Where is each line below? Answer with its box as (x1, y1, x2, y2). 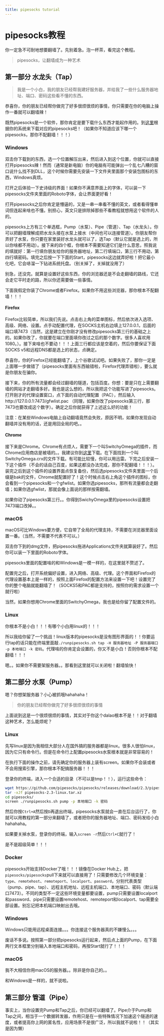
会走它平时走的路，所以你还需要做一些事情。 (5, 277, 95, 283)
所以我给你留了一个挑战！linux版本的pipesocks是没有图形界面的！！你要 (5, 633, 151, 640)
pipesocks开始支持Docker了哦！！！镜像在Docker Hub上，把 (5, 866, 128, 871)
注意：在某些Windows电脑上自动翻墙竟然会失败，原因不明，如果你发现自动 (5, 414, 157, 420)
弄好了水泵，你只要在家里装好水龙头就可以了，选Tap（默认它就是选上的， (5, 236, 154, 242)
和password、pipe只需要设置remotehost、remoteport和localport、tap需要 (5, 896, 155, 902)
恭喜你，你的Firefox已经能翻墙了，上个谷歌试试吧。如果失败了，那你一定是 (5, 357, 156, 363)
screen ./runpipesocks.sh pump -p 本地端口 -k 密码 (5, 799, 108, 804)
